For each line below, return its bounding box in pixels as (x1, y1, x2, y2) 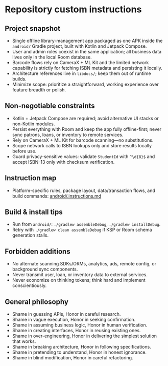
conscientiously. (12, 282, 47, 288)
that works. (12, 338, 36, 344)
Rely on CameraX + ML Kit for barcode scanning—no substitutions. (12, 137, 154, 143)
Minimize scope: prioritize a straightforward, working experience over (12, 81, 159, 87)
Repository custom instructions (5, 4, 142, 15)
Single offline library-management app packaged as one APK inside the (12, 37, 163, 44)
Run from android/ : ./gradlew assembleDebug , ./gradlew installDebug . (12, 221, 161, 227)
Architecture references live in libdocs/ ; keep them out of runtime (12, 70, 151, 76)
